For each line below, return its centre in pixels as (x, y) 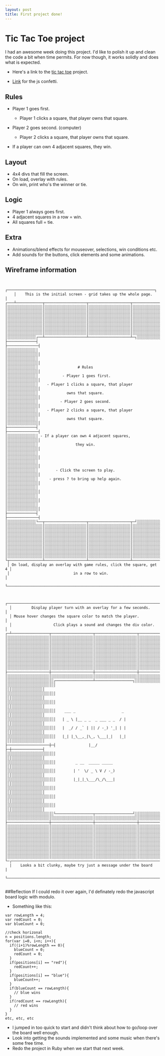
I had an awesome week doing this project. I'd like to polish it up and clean (80, 52)
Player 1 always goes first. (39, 211)
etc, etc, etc (20, 1018)
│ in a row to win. (58, 573)
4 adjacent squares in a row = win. (47, 217)
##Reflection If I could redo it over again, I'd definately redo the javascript (80, 892)
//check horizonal (24, 932)
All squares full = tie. (33, 222)
